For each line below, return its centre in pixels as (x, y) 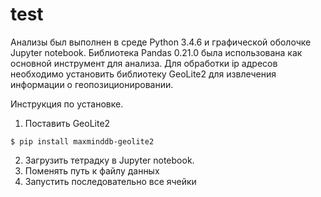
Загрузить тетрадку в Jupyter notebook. (109, 160)
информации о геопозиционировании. (92, 84)
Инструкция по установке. (67, 104)
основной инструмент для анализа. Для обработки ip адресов (144, 63)
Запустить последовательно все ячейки (110, 181)
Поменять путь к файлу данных (92, 170)
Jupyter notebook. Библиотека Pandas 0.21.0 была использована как (156, 52)
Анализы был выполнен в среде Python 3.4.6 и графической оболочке (161, 42)
